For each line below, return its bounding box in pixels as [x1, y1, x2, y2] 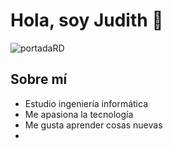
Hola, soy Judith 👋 [10, 9, 164, 32]
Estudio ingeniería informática [24, 97, 148, 109]
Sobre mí [10, 71, 68, 88]
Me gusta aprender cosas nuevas [24, 119, 163, 131]
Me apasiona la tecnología [24, 108, 134, 120]
